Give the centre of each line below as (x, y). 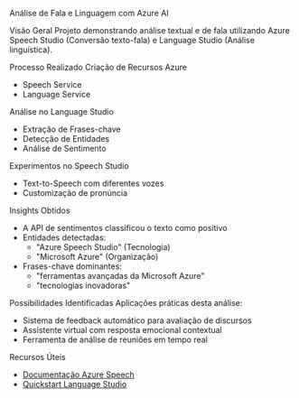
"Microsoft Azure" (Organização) (97, 257)
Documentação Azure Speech (79, 375)
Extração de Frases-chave (71, 129)
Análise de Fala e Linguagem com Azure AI (89, 13)
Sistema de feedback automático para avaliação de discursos (137, 320)
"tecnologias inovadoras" (83, 285)
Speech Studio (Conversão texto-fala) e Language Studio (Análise (132, 40)
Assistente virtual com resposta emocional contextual (122, 330)
